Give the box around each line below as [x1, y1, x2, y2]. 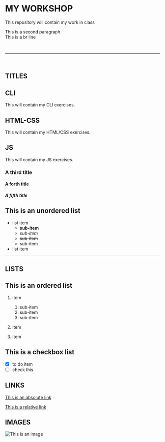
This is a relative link [5, 404, 47, 409]
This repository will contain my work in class [5, 19, 95, 25]
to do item [12, 361, 33, 367]
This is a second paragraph [5, 29, 60, 34]
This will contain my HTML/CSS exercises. [5, 129, 91, 135]
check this [12, 367, 33, 373]
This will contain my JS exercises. [5, 156, 74, 163]
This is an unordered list [5, 206, 81, 215]
